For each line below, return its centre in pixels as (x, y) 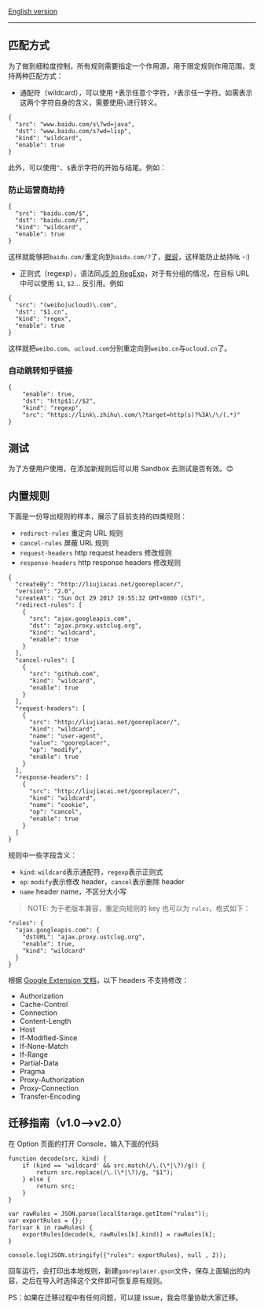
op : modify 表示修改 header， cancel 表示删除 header (102, 882)
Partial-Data (39, 1063)
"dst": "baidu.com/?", (52, 221)
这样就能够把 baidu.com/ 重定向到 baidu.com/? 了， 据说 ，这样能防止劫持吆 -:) (129, 257)
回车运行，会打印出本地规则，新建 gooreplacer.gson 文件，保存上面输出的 (126, 1270)
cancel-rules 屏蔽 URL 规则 (64, 543)
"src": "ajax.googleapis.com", (80, 619)
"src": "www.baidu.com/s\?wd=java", (75, 124)
